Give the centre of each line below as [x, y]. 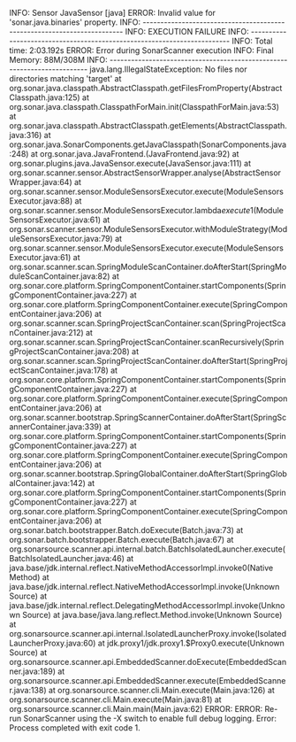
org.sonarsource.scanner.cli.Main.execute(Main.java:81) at [116, 699]
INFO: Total [252, 41]
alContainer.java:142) [48, 483]
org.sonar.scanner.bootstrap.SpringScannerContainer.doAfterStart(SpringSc [148, 417]
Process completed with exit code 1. [75, 728]
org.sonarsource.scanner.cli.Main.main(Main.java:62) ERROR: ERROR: [136, 709]
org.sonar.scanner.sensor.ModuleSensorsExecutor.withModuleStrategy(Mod [148, 229]
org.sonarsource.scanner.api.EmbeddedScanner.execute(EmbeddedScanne [148, 680]
